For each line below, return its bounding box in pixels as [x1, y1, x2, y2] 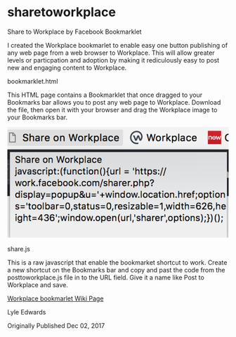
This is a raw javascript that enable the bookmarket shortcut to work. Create [7, 258, 228, 267]
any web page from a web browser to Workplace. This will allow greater [7, 48, 216, 57]
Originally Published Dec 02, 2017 [7, 321, 105, 330]
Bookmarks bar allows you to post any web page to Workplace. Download [7, 98, 221, 106]
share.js [7, 244, 30, 253]
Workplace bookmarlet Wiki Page [7, 294, 104, 303]
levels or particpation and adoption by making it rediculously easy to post [7, 55, 220, 64]
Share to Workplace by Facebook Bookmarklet [7, 27, 142, 36]
